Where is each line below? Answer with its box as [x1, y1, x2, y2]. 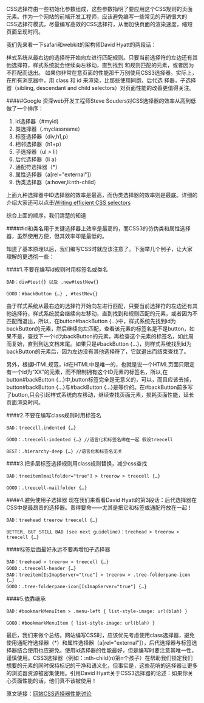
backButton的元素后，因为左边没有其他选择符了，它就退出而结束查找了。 [6, 348, 189, 355]
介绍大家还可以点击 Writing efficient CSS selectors [6, 199, 131, 206]
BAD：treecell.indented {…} [6, 425, 76, 431]
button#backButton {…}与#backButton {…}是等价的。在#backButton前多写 [6, 383, 193, 391]
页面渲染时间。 [6, 399, 44, 406]
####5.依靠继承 [6, 595, 46, 602]
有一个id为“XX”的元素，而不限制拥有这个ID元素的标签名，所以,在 [6, 368, 168, 376]
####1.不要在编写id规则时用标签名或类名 [6, 266, 108, 273]
